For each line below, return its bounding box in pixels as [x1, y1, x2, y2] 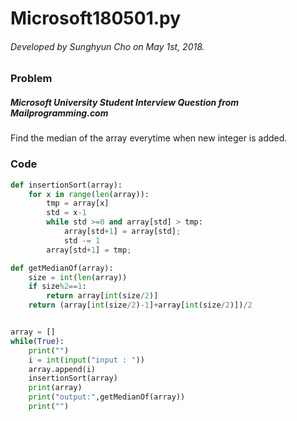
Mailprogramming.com [10, 107, 109, 119]
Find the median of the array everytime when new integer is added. [10, 132, 288, 144]
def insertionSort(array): [10, 180, 123, 190]
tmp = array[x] [46, 198, 110, 209]
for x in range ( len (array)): [28, 189, 150, 199]
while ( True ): [10, 336, 65, 346]
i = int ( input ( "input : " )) [28, 355, 145, 365]
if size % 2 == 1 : [28, 282, 87, 292]
